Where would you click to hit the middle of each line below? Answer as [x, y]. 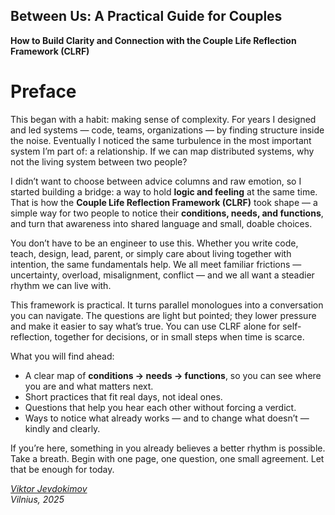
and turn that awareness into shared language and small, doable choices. [161, 223]
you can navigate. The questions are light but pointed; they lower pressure [163, 315]
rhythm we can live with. [61, 285]
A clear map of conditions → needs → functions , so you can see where [173, 375]
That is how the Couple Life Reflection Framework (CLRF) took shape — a [164, 202]
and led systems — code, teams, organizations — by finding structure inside [167, 130]
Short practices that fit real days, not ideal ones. [123, 396]
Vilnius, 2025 [37, 499]
